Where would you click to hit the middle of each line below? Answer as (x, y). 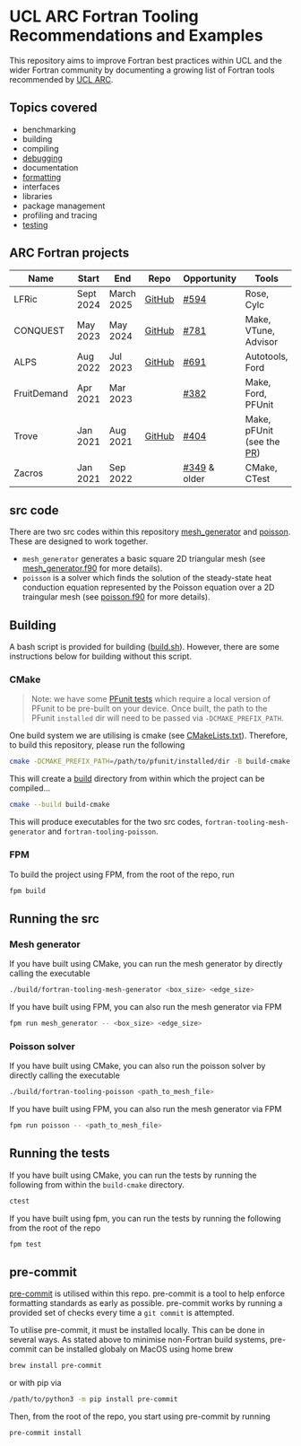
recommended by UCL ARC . (61, 79)
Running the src (55, 919)
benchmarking (49, 129)
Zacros (28, 473)
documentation (50, 167)
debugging (42, 158)
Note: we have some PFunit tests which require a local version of (151, 699)
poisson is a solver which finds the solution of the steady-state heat (146, 578)
